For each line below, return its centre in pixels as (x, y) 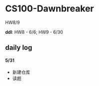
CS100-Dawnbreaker (49, 9)
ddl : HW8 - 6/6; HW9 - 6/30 (34, 32)
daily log (19, 48)
